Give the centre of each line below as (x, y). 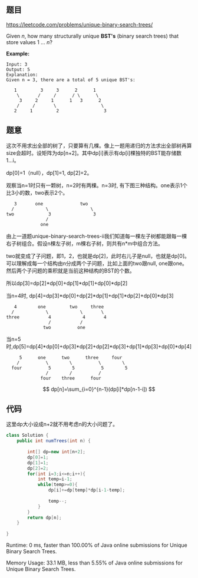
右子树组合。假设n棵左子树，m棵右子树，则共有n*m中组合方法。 (85, 243)
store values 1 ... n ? (29, 42)
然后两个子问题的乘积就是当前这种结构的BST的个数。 (71, 270)
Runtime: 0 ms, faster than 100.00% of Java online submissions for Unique (97, 545)
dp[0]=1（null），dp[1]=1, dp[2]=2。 (49, 172)
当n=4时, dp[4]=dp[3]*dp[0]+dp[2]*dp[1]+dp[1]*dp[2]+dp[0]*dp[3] (90, 295)
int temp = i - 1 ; (55, 479)
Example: (18, 54)
